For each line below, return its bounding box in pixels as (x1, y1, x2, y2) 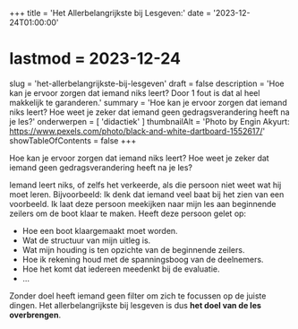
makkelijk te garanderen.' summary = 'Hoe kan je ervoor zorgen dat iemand (9, 97, 288, 108)
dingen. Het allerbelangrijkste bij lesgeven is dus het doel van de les (9, 299, 262, 310)
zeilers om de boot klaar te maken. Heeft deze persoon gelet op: (9, 208, 247, 219)
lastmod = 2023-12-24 (9, 48, 182, 69)
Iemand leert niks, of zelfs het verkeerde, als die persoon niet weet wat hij (9, 179, 282, 190)
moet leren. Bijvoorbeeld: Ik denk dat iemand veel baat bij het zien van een (9, 188, 285, 200)
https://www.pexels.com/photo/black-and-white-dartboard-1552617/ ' (9, 126, 266, 136)
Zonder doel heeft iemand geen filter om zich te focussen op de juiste (9, 290, 267, 301)
